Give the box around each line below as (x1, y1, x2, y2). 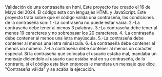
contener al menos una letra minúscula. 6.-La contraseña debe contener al (5, 40, 155, 46)
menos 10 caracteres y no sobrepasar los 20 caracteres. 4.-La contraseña (5, 30, 154, 36)
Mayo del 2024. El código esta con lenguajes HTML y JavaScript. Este (5, 9, 146, 15)
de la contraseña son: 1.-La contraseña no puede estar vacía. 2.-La (5, 19, 140, 25)
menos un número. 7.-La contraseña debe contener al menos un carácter (5, 46, 152, 51)
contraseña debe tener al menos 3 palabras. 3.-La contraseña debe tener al (5, 25, 158, 31)
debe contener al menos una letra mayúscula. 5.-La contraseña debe (5, 35, 144, 41)
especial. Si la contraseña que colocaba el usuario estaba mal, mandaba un (5, 51, 157, 57)
